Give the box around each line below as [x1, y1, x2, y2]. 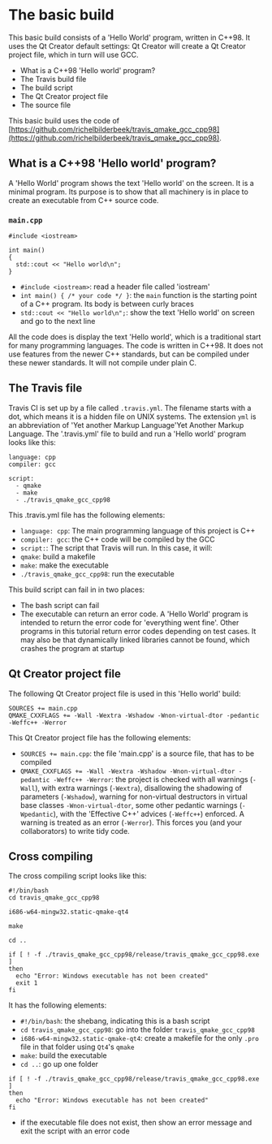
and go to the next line [19, 317, 96, 326]
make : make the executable [19, 560, 110, 570]
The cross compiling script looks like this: [8, 871, 148, 881]
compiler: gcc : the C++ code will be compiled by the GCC [19, 534, 215, 544]
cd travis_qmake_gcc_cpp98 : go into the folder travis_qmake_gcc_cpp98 [19, 1025, 256, 1034]
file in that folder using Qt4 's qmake [19, 1042, 135, 1052]
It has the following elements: [8, 1000, 107, 1010]
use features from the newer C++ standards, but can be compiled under [8, 349, 250, 359]
